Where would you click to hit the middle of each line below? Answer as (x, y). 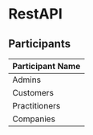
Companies (34, 119)
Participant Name (46, 66)
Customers (33, 93)
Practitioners (36, 106)
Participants (39, 44)
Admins (27, 80)
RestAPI (35, 14)
